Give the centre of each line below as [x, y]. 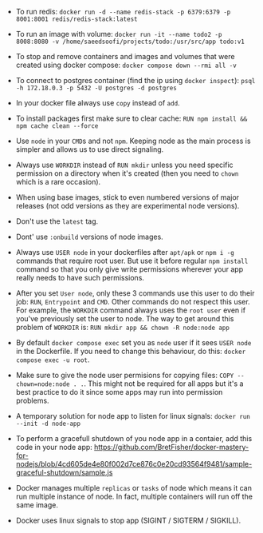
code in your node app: [54, 447]
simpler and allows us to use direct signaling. [90, 149]
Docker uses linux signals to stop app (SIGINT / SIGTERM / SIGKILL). [128, 520]
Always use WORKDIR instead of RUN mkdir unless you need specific [124, 165]
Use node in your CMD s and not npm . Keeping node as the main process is [133, 141]
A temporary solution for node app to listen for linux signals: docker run [133, 416]
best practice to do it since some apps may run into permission [119, 392]
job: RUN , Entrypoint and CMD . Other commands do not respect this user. [133, 302]
